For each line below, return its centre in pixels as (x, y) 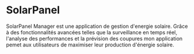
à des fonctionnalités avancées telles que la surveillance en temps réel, (92, 32)
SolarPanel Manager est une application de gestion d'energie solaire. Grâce (97, 26)
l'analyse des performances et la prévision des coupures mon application (94, 38)
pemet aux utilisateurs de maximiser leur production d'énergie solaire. (90, 45)
